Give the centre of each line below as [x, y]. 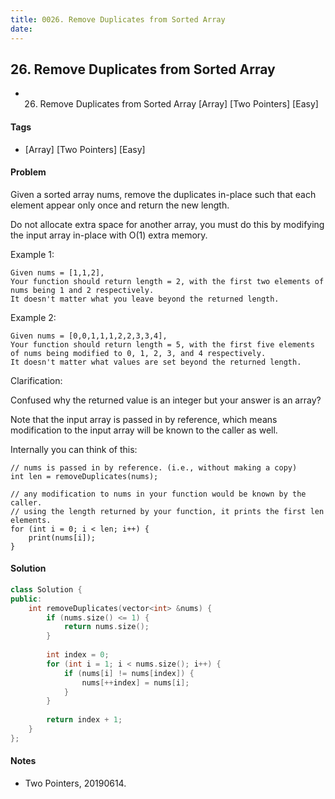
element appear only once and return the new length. [120, 205]
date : [21, 29]
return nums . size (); [106, 627]
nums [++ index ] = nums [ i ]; [135, 682]
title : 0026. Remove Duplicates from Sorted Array [118, 19]
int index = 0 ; [78, 655]
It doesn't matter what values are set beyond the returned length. [156, 362]
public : [26, 599]
